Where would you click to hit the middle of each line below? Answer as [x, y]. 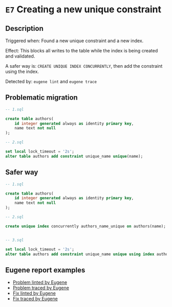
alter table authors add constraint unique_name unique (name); [74, 156]
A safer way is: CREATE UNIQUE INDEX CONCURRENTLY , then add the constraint [84, 66]
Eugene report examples [45, 270]
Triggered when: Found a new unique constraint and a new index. [74, 41]
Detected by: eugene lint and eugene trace [51, 81]
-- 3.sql [15, 240]
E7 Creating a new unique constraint [83, 9]
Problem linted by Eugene [40, 282]
